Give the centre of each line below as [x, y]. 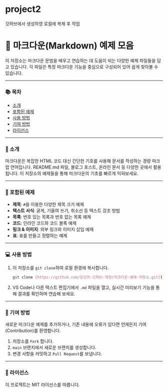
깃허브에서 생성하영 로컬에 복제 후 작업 [42, 23]
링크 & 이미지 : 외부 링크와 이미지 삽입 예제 [53, 229]
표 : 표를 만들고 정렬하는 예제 [40, 235]
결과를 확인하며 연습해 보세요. [46, 293]
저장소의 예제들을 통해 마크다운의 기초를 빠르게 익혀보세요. [81, 173]
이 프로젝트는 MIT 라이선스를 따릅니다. [42, 384]
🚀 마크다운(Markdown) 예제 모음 [69, 46]
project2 [23, 9]
